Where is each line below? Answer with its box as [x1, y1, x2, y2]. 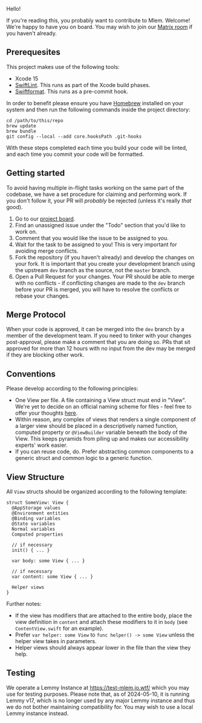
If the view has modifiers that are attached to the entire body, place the [15, 612, 192, 619]
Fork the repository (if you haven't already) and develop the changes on [15, 253, 195, 261]
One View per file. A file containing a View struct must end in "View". [15, 397, 186, 404]
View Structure [6, 472, 65, 482]
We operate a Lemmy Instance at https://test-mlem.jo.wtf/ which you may [6, 684, 189, 691]
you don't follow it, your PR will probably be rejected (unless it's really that [6, 196, 192, 204]
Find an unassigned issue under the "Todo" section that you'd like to [15, 221, 186, 229]
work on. [15, 228, 37, 235]
